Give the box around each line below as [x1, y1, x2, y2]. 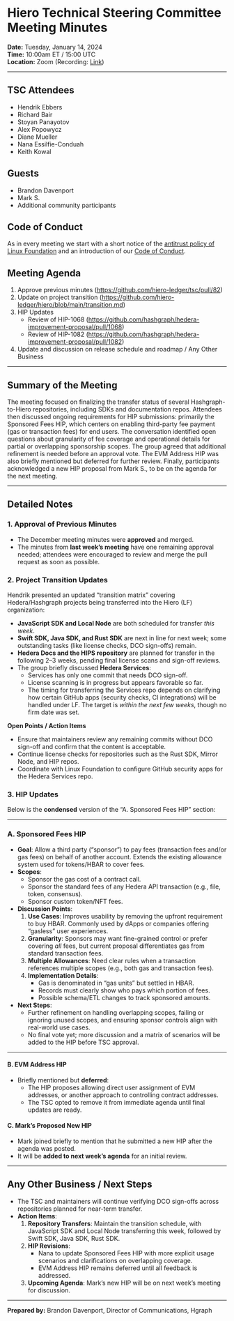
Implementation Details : [27, 971, 99, 979]
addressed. [38, 1271, 71, 1279]
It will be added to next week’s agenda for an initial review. [17, 1152, 187, 1160]
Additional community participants [17, 201, 116, 209]
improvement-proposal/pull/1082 [27, 338, 123, 346]
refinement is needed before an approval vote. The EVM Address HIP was [7, 450, 219, 458]
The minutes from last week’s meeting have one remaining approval [17, 543, 214, 551]
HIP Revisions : [27, 1241, 71, 1250]
